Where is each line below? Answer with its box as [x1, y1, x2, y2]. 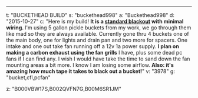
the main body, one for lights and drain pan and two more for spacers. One [6, 36, 187, 43]
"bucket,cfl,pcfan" [6, 74, 51, 81]
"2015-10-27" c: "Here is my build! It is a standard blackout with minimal [6, 18, 184, 25]
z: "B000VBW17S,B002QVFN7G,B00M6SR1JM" [6, 86, 122, 92]
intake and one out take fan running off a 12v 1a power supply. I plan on [6, 43, 180, 50]
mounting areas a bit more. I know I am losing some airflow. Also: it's [6, 62, 174, 68]
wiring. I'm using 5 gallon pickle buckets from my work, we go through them [6, 24, 192, 31]
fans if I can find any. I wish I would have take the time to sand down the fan [6, 55, 190, 62]
